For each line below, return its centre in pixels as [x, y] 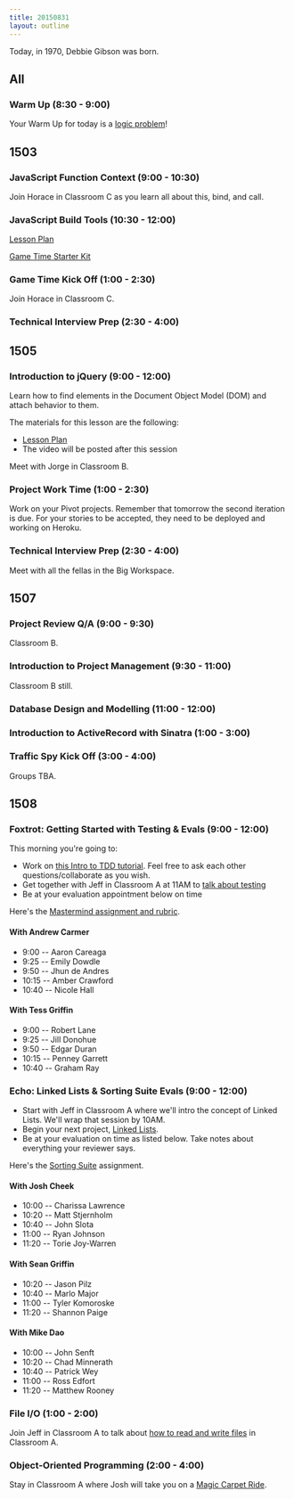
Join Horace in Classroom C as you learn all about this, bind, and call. [137, 196]
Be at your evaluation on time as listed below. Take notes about [138, 1139]
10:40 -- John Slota [58, 1225]
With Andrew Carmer [49, 932]
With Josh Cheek [42, 1185]
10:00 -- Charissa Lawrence [73, 1206]
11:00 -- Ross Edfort [58, 1380]
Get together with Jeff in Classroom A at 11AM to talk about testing [144, 885]
